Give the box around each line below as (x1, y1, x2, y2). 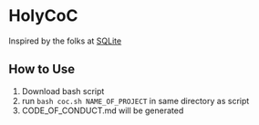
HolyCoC (8, 5, 78, 26)
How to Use (8, 62, 76, 77)
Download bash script (21, 85, 105, 96)
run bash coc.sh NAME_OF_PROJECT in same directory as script (21, 95, 250, 106)
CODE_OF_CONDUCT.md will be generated (21, 105, 184, 116)
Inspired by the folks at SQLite (8, 35, 122, 46)
